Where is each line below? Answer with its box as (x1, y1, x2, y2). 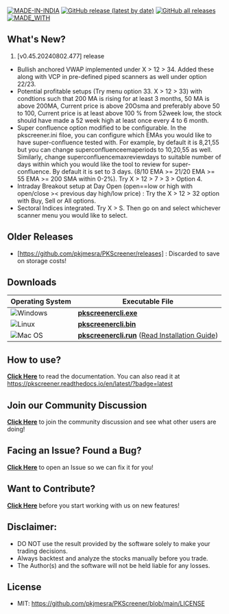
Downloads (7, 277, 57, 288)
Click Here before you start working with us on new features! (7, 501, 180, 510)
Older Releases (7, 231, 73, 243)
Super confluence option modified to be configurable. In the (16, 124, 187, 132)
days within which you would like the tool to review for (16, 160, 171, 168)
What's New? (7, 34, 67, 45)
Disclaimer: (7, 521, 57, 533)
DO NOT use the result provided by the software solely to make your (16, 539, 210, 547)
